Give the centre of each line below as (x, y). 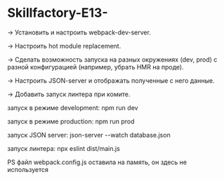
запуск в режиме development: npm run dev (73, 107)
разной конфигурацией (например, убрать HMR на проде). (95, 67)
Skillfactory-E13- (58, 13)
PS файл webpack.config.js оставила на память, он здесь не (97, 162)
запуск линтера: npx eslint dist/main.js (64, 148)
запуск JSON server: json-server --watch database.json (89, 135)
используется (28, 169)
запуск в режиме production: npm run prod (71, 121)
